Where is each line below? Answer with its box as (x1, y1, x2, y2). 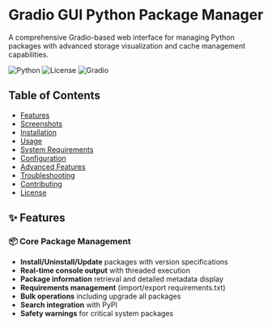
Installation (19, 127, 57, 137)
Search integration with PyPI (19, 300, 117, 310)
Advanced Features (19, 162, 87, 171)
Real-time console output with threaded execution (19, 265, 190, 276)
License (19, 188, 47, 197)
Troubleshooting (19, 170, 75, 180)
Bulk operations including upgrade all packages (19, 291, 181, 301)
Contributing (19, 179, 62, 188)
